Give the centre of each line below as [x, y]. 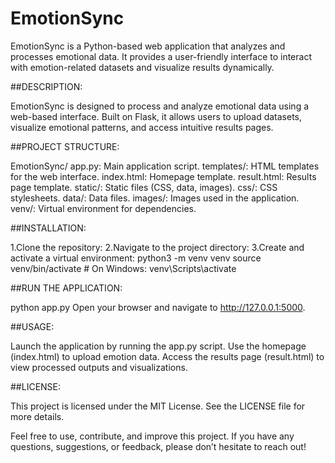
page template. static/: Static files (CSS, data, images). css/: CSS [144, 187]
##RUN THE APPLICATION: [66, 288]
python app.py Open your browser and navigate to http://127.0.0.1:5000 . [158, 307]
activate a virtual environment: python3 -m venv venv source [136, 258]
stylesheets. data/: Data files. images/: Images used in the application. [155, 198]
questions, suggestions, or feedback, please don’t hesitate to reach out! [158, 446]
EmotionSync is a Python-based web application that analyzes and [148, 46]
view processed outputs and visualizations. [99, 367]
